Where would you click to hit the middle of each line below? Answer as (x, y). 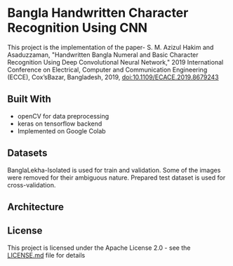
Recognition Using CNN (78, 28)
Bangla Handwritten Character (98, 13)
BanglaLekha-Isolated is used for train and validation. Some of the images (114, 170)
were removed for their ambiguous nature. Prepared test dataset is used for (116, 178)
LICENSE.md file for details (46, 255)
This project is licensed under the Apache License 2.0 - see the (99, 248)
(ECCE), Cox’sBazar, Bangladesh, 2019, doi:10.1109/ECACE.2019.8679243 (113, 77)
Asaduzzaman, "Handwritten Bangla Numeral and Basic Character (103, 55)
